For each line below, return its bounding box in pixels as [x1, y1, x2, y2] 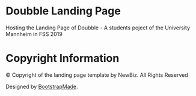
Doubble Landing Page [5, 4, 121, 18]
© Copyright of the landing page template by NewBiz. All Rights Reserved [5, 71, 188, 79]
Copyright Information [5, 52, 120, 65]
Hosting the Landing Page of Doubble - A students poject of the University [5, 24, 191, 31]
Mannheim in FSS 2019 [5, 30, 63, 37]
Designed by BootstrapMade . [5, 83, 79, 90]
